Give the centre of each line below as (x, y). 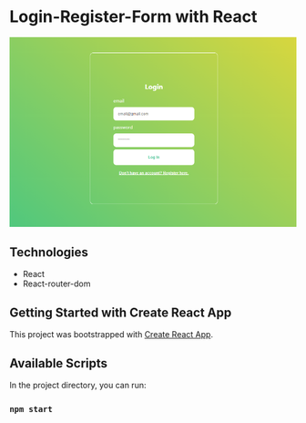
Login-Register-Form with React (133, 17)
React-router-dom (56, 284)
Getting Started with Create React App (121, 312)
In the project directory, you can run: (78, 385)
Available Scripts (58, 363)
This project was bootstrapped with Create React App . (112, 335)
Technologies (49, 252)
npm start (31, 409)
